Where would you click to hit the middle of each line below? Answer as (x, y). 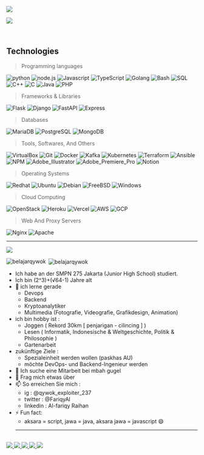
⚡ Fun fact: (29, 413)
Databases (35, 119)
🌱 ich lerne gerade (38, 287)
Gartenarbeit (40, 345)
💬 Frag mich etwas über (45, 377)
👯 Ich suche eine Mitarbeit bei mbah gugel (68, 371)
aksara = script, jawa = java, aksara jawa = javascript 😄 (94, 421)
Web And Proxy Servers (51, 220)
